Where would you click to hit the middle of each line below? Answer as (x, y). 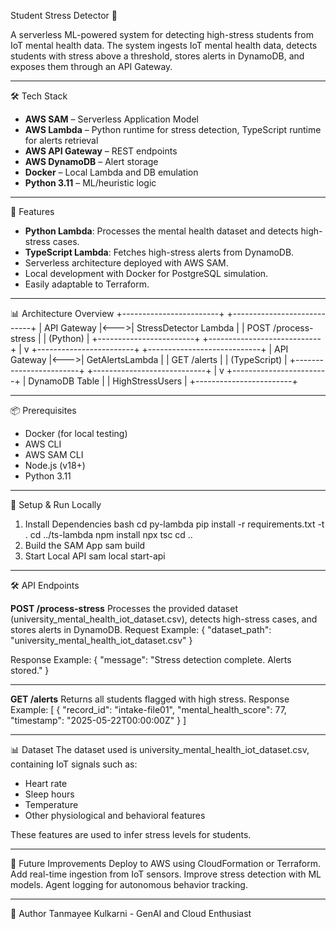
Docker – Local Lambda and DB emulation (111, 172)
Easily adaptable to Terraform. (87, 284)
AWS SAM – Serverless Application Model (111, 119)
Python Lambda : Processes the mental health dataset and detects (161, 231)
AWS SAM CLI (54, 454)
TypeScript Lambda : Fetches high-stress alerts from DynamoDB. (159, 252)
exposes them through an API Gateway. (91, 66)
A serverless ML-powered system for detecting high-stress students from (162, 34)
